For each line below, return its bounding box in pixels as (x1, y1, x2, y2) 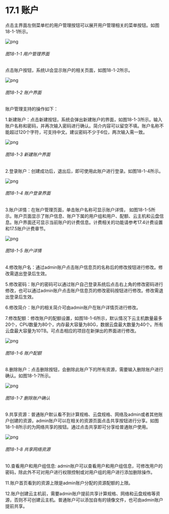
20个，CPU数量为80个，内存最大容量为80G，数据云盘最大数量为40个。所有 (5, 321, 163, 327)
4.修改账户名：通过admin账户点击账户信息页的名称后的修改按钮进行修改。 (5, 264, 158, 270)
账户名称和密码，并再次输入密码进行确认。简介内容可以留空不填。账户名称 (5, 123, 159, 129)
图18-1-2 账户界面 (5, 89, 42, 96)
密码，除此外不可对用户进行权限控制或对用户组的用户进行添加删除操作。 (5, 469, 155, 475)
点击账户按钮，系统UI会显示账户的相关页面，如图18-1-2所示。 (5, 67, 133, 73)
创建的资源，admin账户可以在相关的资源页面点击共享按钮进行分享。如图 (9, 418, 159, 424)
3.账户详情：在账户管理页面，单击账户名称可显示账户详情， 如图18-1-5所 (5, 207, 156, 213)
